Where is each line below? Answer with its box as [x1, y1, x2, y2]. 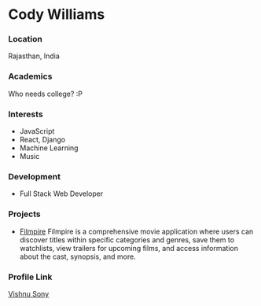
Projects [8, 208, 41, 219]
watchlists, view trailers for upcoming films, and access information [19, 243, 238, 253]
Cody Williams [8, 6, 105, 24]
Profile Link [8, 271, 53, 282]
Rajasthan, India [8, 51, 61, 61]
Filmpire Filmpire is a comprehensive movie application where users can [19, 227, 254, 236]
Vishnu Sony [8, 289, 50, 298]
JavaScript [19, 127, 55, 136]
